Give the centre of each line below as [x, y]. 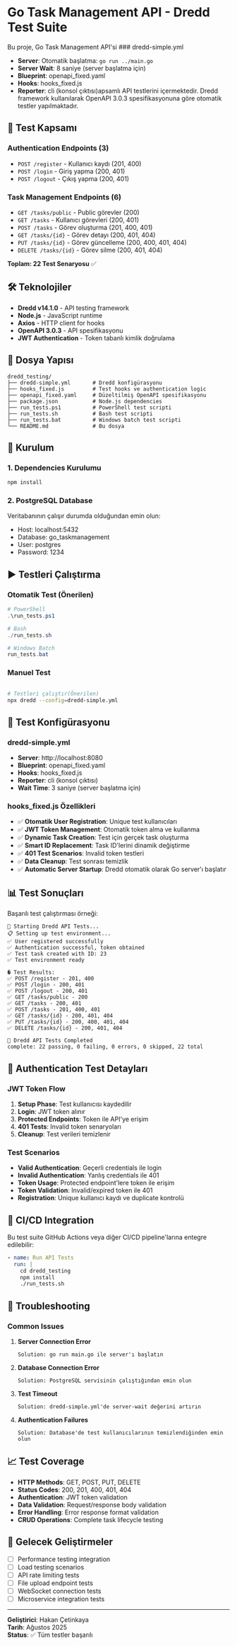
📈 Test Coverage [46, 1462]
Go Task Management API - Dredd [109, 12]
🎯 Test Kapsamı [42, 128]
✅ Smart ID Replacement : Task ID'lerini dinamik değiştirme [104, 846]
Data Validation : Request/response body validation [92, 1504]
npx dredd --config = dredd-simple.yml [63, 700]
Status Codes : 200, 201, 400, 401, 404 [74, 1490]
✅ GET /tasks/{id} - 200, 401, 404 [60, 1016]
